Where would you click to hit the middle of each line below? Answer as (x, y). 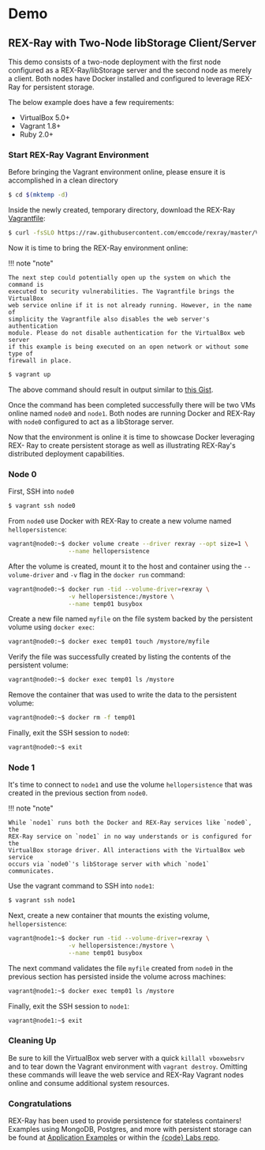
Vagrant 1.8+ (40, 126)
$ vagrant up (30, 375)
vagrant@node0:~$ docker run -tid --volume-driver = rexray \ (109, 589)
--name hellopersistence (109, 551)
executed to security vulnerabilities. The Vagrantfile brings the (121, 292)
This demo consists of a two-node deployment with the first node (115, 62)
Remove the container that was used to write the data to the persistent (123, 695)
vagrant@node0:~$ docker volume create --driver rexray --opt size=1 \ (128, 544)
